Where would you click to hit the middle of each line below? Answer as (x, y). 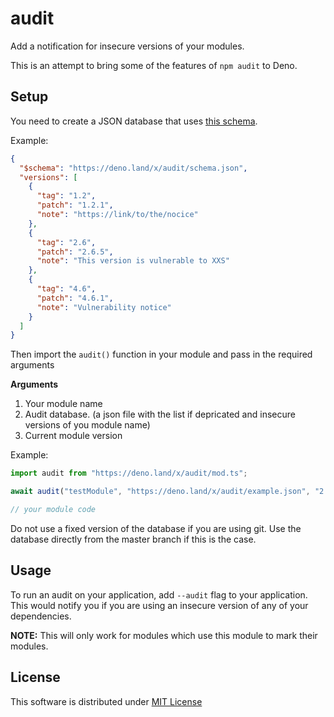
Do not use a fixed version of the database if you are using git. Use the (156, 528)
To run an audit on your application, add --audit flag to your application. (159, 594)
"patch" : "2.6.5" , (75, 252)
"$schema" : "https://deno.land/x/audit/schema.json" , (133, 168)
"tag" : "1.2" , (66, 196)
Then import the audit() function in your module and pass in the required (161, 354)
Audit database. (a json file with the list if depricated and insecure (160, 414)
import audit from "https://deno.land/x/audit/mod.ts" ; (129, 473)
